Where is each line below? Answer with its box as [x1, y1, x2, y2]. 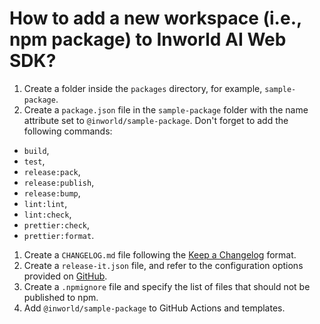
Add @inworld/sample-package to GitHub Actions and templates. [23, 302, 286, 314]
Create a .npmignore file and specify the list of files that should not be [23, 280, 311, 292]
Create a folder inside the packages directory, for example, [23, 82, 263, 94]
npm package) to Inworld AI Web [9, 28, 287, 51]
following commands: [23, 125, 113, 137]
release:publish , [23, 176, 95, 188]
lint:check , [23, 208, 72, 220]
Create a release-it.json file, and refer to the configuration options [23, 259, 304, 271]
